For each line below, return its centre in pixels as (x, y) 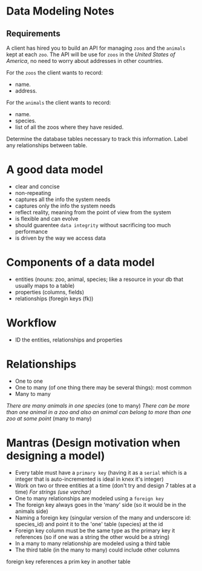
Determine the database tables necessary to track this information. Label (97, 139)
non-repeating (33, 193)
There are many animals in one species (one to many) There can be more (98, 405)
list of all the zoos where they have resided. (69, 127)
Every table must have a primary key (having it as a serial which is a (101, 472)
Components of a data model (80, 262)
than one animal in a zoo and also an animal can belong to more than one (99, 412)
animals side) (31, 511)
